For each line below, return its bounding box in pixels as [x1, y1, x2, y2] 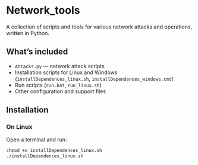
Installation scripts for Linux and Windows [14, 69, 118, 76]
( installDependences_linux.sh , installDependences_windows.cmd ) [14, 75, 174, 82]
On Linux [6, 123, 33, 131]
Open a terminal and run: [6, 136, 67, 143]
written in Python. [6, 29, 49, 36]
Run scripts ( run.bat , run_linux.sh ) [14, 81, 102, 88]
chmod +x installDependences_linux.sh [6, 148, 102, 154]
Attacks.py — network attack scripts [14, 62, 105, 69]
